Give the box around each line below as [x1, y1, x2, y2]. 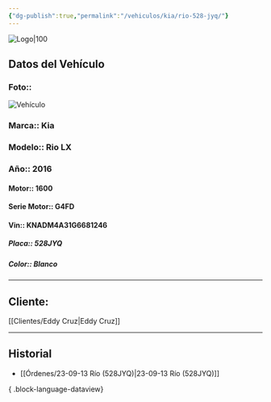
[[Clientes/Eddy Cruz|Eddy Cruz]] [8, 316, 121, 326]
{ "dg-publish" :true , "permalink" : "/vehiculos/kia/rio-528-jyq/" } [8, 11, 229, 20]
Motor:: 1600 [8, 183, 53, 193]
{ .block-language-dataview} [8, 384, 104, 394]
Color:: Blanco [8, 259, 58, 269]
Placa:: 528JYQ [8, 239, 63, 249]
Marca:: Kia [8, 120, 55, 132]
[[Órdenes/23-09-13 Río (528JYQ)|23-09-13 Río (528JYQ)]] [19, 368, 220, 378]
